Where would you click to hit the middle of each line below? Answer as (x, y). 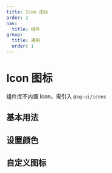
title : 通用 (26, 40)
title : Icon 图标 (27, 12)
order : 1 (23, 46)
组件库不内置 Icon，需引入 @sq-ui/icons (56, 96)
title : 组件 (26, 29)
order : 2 (17, 18)
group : (15, 35)
